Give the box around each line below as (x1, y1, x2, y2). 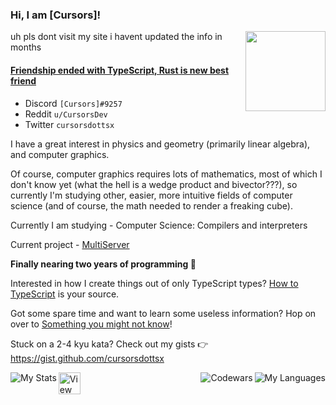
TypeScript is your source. (10, 288, 120, 300)
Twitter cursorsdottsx (24, 118, 115, 130)
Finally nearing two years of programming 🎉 (10, 258, 197, 270)
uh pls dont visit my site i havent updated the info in (10, 31, 223, 43)
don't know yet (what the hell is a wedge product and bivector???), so (10, 178, 298, 190)
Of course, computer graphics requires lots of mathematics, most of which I (10, 168, 323, 180)
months (10, 41, 42, 53)
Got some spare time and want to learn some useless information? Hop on (10, 307, 317, 319)
